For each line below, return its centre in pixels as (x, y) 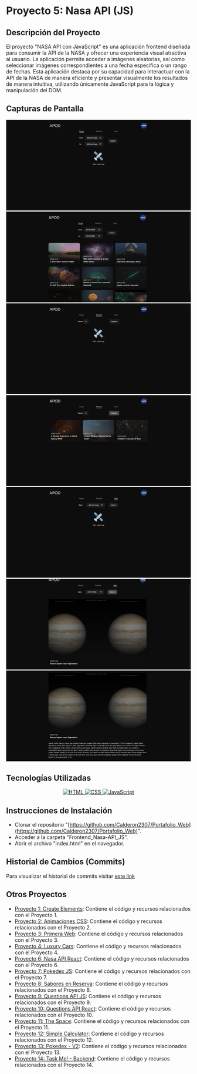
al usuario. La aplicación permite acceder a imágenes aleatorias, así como (96, 59)
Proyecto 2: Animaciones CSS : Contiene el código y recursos (88, 921)
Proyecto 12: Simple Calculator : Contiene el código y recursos (89, 1033)
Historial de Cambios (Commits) (66, 862)
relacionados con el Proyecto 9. (53, 1002)
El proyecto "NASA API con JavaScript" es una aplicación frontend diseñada (98, 46)
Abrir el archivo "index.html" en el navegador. (69, 843)
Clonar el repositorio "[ (42, 824)
